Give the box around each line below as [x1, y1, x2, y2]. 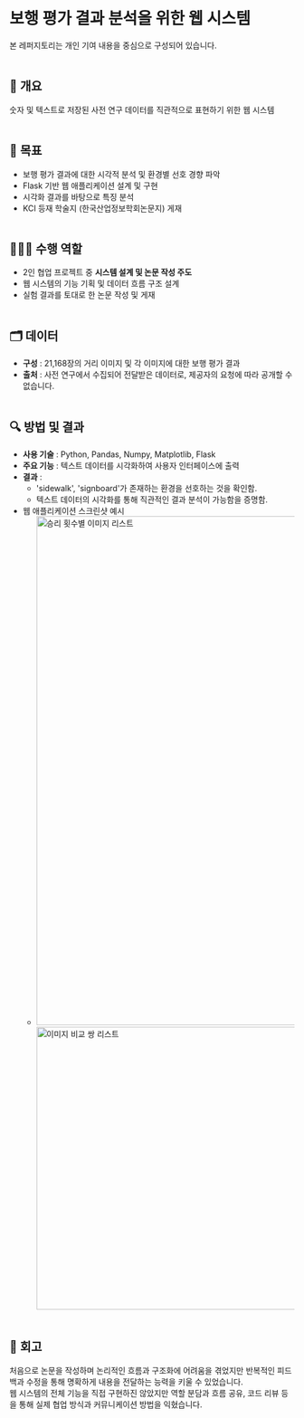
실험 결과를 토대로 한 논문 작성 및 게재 [22, 290, 156, 300]
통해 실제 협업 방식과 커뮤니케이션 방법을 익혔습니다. [18, 1399, 203, 1410]
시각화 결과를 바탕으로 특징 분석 [22, 191, 134, 202]
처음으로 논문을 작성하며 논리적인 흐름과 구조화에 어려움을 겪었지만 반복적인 [9, 1365, 276, 1375]
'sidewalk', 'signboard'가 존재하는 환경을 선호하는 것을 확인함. [35, 483, 258, 493]
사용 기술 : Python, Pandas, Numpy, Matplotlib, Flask [22, 449, 216, 460]
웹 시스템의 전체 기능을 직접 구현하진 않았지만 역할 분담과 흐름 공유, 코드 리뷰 [9, 1387, 280, 1398]
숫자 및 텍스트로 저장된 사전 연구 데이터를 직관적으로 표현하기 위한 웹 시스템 [9, 104, 275, 115]
